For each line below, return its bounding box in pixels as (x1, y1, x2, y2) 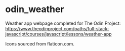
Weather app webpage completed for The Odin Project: (5, 20, 121, 26)
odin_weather (5, 4, 64, 15)
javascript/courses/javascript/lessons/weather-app (5, 31, 112, 37)
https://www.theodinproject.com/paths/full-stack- (5, 25, 110, 31)
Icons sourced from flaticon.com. (5, 40, 75, 46)
